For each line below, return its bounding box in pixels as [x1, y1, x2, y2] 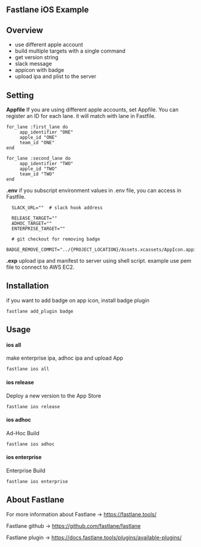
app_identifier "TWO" [19, 161, 74, 167]
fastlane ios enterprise [6, 479, 68, 485]
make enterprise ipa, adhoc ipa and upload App [6, 354, 124, 361]
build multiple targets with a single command [14, 47, 126, 54]
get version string [14, 54, 59, 61]
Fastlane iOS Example [6, 5, 89, 15]
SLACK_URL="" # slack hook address [11, 205, 103, 211]
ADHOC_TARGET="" [11, 221, 52, 227]
